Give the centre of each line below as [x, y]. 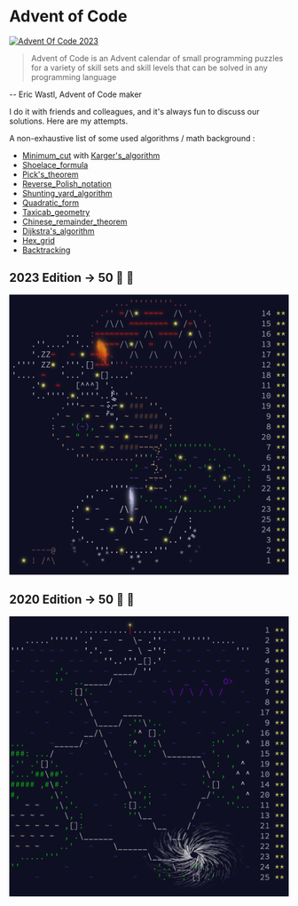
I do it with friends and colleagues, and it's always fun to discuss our [134, 111]
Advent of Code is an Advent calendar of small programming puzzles [157, 58]
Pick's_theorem [50, 174]
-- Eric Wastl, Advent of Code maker [75, 94]
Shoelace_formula [55, 164]
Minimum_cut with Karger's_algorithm [91, 155]
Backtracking [46, 250]
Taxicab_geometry [56, 212]
